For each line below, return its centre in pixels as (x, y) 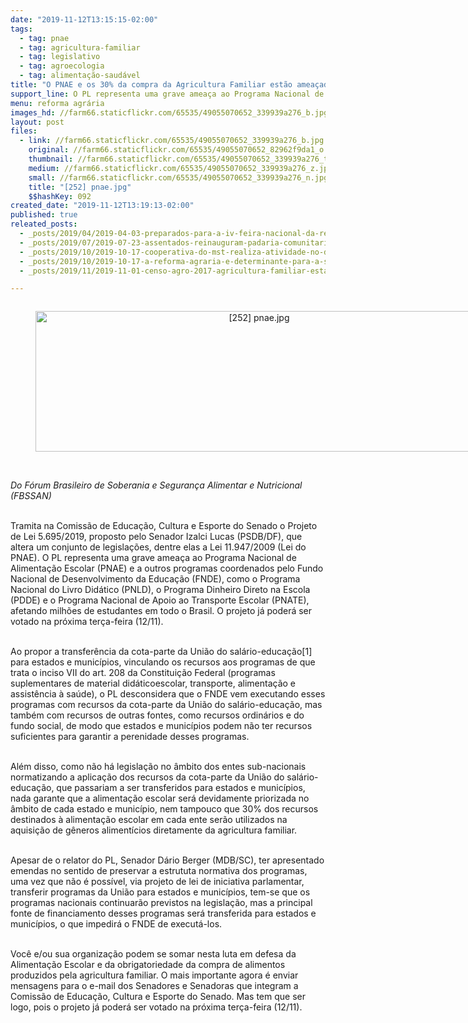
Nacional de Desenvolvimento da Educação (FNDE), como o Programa (155, 579)
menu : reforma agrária (57, 103)
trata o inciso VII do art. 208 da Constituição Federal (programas (143, 673)
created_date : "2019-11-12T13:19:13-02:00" (102, 206)
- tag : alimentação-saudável (80, 76)
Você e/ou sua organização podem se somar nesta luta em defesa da (153, 954)
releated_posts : (44, 224)
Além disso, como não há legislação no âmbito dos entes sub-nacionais (158, 767)
